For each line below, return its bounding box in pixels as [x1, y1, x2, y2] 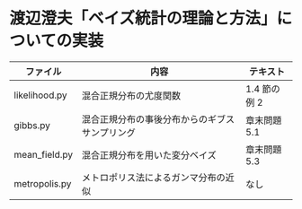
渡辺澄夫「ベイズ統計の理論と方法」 [9, 8, 277, 29]
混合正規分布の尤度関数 [81, 89, 182, 101]
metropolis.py [13, 177, 72, 189]
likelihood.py [13, 89, 67, 101]
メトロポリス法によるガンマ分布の [81, 171, 226, 184]
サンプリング [81, 126, 137, 139]
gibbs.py [13, 118, 51, 131]
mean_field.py [13, 148, 74, 161]
